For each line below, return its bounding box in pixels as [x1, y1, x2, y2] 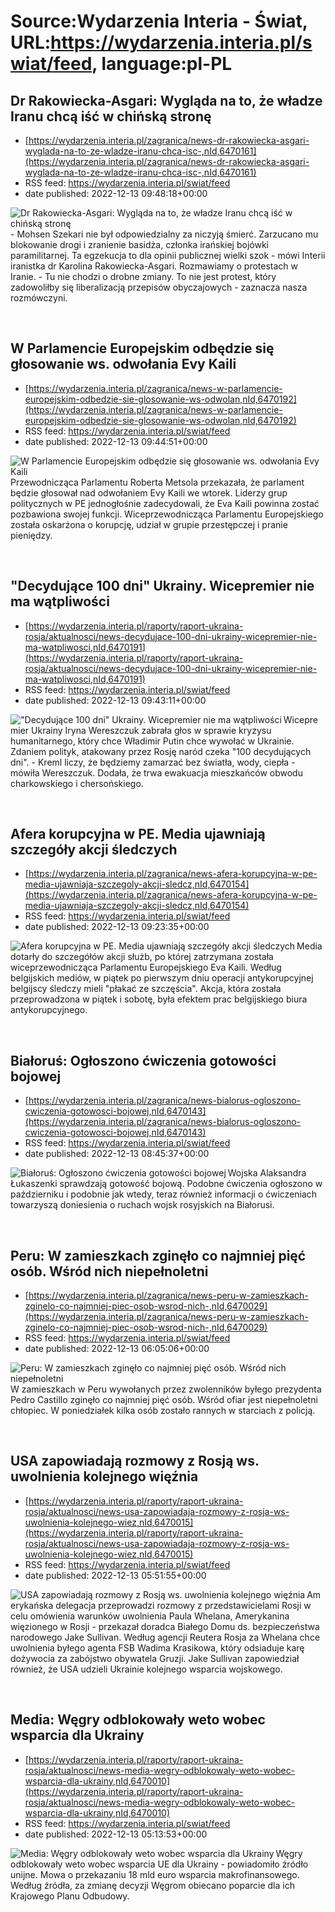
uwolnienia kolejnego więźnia [10, 1468, 199, 1485]
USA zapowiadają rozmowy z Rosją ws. [10, 1453, 260, 1470]
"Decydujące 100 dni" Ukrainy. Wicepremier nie [10, 578, 315, 595]
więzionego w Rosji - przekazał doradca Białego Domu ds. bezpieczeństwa [10, 1620, 320, 1632]
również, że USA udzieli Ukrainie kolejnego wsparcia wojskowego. [10, 1663, 283, 1675]
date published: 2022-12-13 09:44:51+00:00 [24, 435, 208, 447]
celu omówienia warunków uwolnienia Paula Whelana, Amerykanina [10, 1610, 290, 1622]
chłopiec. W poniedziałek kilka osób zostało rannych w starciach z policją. [10, 1405, 316, 1417]
